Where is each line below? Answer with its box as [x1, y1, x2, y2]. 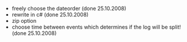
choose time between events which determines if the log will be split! [11, 23, 181, 30]
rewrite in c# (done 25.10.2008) [11, 11, 89, 18]
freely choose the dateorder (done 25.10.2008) [11, 5, 126, 12]
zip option [11, 17, 37, 24]
